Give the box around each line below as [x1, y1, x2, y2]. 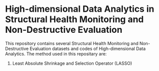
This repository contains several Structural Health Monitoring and [5, 40, 139, 46]
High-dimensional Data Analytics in [5, 3, 155, 15]
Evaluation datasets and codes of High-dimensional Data [29, 46, 146, 51]
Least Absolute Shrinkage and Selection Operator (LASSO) [12, 60, 132, 66]
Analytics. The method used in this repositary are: [5, 50, 107, 57]
